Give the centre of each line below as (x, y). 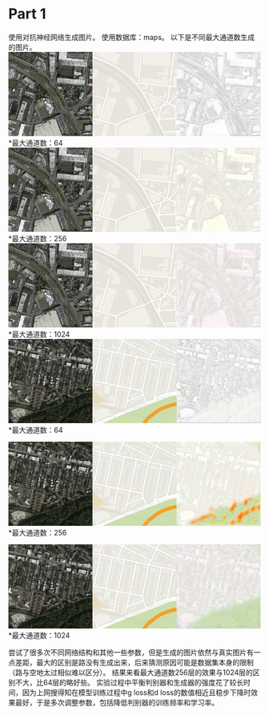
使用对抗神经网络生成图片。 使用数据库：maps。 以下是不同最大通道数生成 (131, 37)
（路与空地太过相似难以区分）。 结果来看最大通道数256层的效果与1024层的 (131, 672)
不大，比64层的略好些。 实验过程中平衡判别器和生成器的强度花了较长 (129, 682)
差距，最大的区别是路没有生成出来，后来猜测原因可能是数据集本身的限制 (134, 662)
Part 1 (27, 14)
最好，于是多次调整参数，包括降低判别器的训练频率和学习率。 (116, 702)
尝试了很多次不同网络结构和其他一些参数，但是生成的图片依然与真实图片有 (131, 652)
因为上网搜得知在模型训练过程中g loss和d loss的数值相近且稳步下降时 (137, 692)
